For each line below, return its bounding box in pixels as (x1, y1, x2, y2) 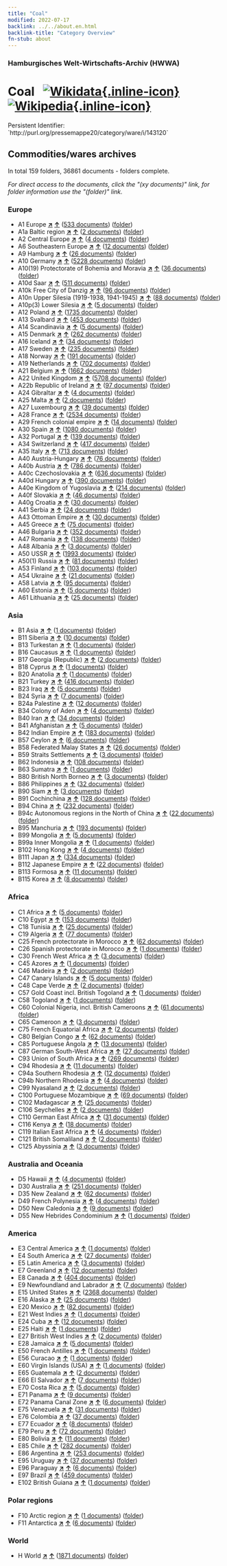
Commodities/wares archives (8, 149, 136, 160)
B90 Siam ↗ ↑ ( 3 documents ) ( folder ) (17, 787, 125, 795)
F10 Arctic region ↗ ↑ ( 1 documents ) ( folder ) (17, 1511, 144, 1519)
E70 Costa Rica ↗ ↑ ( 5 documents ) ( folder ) (17, 1384, 140, 1392)
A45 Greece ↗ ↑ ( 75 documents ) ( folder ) (17, 521, 134, 529)
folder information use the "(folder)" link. (8, 187, 123, 196)
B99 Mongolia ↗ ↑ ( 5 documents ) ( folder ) (17, 831, 136, 839)
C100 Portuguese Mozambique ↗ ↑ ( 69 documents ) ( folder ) (17, 1091, 189, 1099)
